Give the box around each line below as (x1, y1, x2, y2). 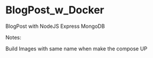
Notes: (5, 34, 22, 41)
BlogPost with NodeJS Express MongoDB (5, 23, 105, 30)
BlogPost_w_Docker (5, 3, 104, 17)
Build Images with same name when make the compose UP (5, 45, 148, 52)
